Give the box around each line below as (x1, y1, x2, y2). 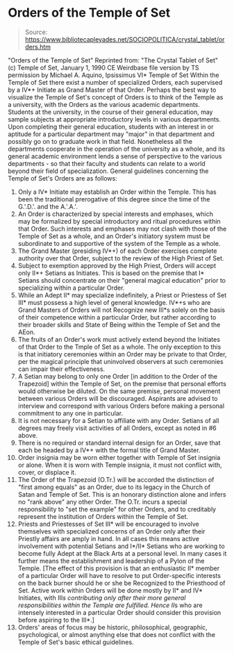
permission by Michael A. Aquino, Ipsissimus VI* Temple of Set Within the (8, 71, 219, 79)
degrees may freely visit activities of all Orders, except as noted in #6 (17, 424, 217, 432)
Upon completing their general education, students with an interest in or (8, 122, 214, 131)
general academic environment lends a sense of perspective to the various (8, 151, 222, 160)
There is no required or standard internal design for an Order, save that (17, 438, 221, 447)
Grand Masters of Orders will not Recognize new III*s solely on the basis (17, 306, 225, 314)
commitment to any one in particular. (17, 408, 124, 418)
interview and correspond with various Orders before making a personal (17, 402, 225, 410)
